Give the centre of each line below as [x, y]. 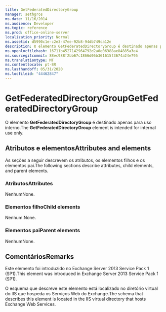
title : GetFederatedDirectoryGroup [42, 10]
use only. [14, 133]
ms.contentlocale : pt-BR [31, 65]
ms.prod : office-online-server [37, 33]
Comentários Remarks [40, 257]
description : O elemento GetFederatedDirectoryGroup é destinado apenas [82, 46]
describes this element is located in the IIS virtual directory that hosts [76, 299]
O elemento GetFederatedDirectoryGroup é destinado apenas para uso [78, 122]
